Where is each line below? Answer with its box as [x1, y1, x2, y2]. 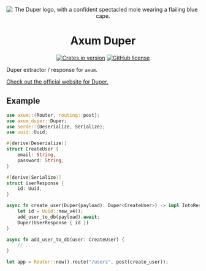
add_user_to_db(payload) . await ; [17, 214, 100, 220]
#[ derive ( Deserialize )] [6, 140, 67, 147]
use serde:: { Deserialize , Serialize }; [6, 124, 105, 130]
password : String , [17, 157, 64, 163]
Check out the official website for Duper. [6, 77, 109, 85]
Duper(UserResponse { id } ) [17, 219, 89, 226]
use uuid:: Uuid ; [6, 129, 48, 135]
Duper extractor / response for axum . [6, 66, 98, 73]
